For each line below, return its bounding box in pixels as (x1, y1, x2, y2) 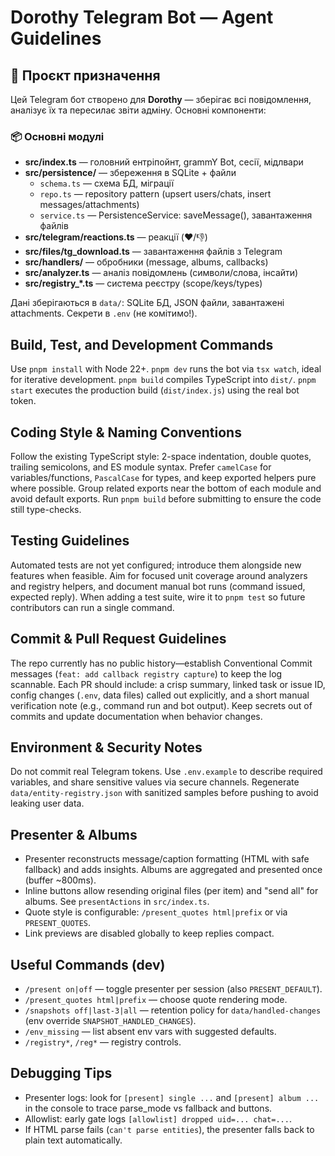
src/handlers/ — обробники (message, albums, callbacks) (24, 256, 269, 268)
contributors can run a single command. (10, 601, 175, 613)
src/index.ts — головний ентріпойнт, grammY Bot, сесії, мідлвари (24, 156, 304, 168)
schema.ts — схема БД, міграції (39, 177, 175, 190)
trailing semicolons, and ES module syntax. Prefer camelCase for (10, 461, 272, 473)
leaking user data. (10, 797, 85, 810)
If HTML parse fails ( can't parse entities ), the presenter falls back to (24, 1123, 315, 1135)
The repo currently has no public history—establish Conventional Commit (10, 657, 313, 669)
